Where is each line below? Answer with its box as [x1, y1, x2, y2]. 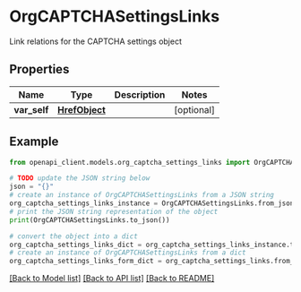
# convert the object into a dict [9, 231, 139, 241]
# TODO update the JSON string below [9, 174, 150, 183]
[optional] [174, 103, 215, 116]
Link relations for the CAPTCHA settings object [9, 36, 182, 47]
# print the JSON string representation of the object [9, 207, 219, 216]
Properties [9, 62, 70, 77]
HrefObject [57, 103, 106, 116]
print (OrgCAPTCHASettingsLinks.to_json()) [9, 215, 170, 225]
